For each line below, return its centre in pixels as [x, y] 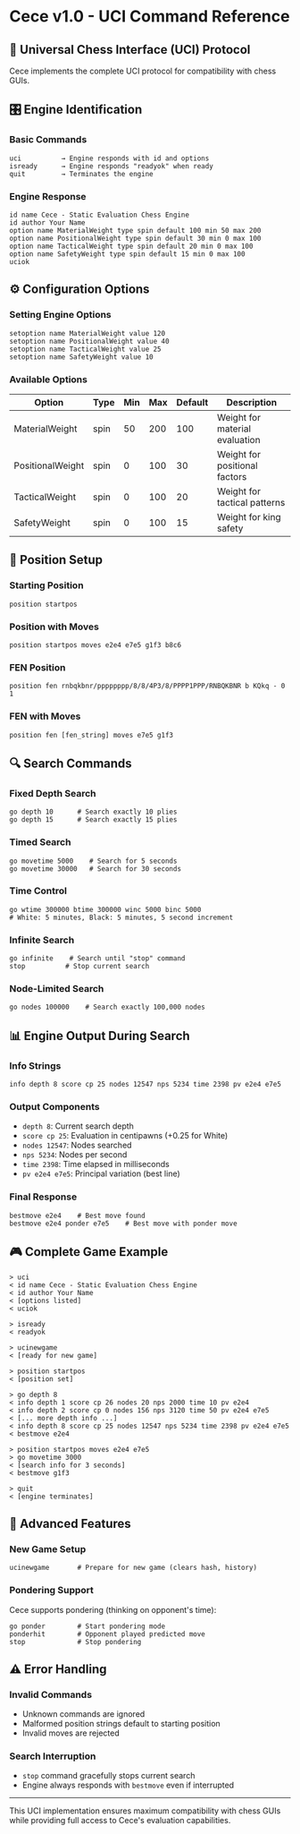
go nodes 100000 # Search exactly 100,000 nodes [107, 1007]
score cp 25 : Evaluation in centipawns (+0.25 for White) [125, 1136]
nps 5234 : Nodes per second [75, 1155]
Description [252, 402]
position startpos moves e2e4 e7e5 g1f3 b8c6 [95, 645]
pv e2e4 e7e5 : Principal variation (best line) [101, 1173]
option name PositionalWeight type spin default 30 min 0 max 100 [135, 238]
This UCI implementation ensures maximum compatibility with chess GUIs [145, 1811]
